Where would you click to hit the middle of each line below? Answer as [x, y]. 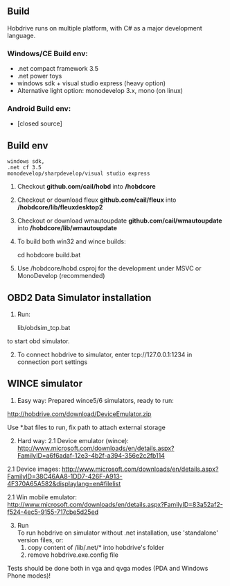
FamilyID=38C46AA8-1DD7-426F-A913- [65, 476]
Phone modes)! [29, 576]
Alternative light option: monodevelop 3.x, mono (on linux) [100, 91]
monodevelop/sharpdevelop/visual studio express [79, 174]
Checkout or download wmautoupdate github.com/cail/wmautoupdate [120, 221]
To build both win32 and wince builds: [71, 241]
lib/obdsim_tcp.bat [44, 328]
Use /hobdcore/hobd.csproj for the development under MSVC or [109, 268]
